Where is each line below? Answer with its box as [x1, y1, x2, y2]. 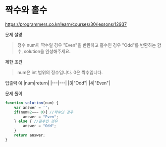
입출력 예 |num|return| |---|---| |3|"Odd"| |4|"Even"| [5, 80, 111, 86]
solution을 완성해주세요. [24, 48, 71, 54]
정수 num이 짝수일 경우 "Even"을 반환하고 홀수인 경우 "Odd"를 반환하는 [17, 42, 156, 48]
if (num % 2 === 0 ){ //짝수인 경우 [14, 110, 73, 115]
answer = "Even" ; [23, 114, 58, 119]
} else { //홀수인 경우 [14, 119, 58, 124]
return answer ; [14, 133, 46, 138]
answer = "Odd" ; [23, 124, 56, 129]
